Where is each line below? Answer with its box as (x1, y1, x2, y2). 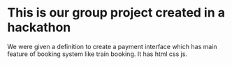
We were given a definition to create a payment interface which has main (7, 42, 218, 50)
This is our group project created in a (7, 5, 226, 21)
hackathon (7, 19, 71, 35)
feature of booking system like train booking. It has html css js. (7, 50, 187, 58)
